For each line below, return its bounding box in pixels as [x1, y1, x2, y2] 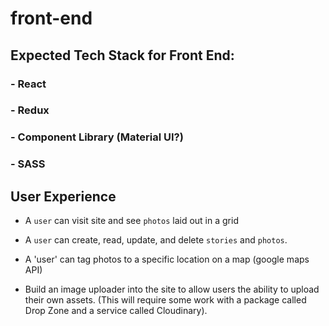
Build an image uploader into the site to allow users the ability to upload [24, 283, 320, 296]
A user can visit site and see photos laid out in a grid [24, 215, 239, 227]
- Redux [10, 103, 50, 117]
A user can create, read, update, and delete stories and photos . [24, 234, 288, 246]
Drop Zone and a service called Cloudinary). [24, 305, 208, 317]
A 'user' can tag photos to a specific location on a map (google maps [24, 253, 310, 266]
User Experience [10, 188, 117, 205]
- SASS [10, 157, 46, 171]
